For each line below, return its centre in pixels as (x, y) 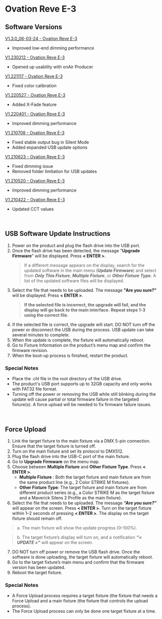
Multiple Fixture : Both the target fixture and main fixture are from (85, 477)
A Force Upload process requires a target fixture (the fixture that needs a (85, 596)
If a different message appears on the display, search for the (84, 265)
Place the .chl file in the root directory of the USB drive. (67, 379)
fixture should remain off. (37, 518)
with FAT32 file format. (35, 389)
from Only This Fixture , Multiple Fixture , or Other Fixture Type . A (90, 275)
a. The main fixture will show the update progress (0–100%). (77, 528)
